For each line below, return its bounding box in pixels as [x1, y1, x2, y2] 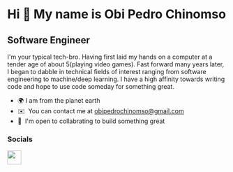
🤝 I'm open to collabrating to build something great [17, 117, 165, 125]
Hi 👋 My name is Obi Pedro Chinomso [7, 6, 227, 22]
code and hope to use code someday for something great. [7, 83, 174, 90]
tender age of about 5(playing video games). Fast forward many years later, [7, 60, 225, 69]
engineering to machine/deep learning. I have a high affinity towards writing [7, 75, 225, 83]
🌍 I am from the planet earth [17, 96, 100, 104]
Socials [7, 134, 33, 144]
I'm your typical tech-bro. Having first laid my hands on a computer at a [7, 52, 213, 61]
